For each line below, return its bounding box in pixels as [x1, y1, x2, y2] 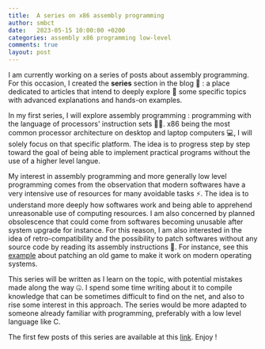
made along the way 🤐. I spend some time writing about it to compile [8, 283, 233, 292]
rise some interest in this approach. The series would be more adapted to [8, 300, 247, 309]
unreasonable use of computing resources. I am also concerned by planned [8, 209, 256, 218]
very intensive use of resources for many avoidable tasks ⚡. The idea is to [8, 189, 249, 198]
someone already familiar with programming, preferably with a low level [8, 309, 241, 317]
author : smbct [8, 19, 55, 27]
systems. [8, 259, 38, 268]
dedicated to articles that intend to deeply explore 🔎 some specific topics [8, 87, 247, 96]
